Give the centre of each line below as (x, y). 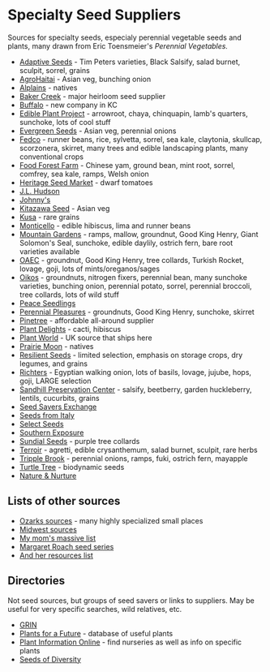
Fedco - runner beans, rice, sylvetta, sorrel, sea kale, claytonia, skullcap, (141, 139)
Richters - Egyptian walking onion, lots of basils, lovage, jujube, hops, (135, 372)
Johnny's (35, 200)
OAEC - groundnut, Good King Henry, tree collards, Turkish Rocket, (131, 260)
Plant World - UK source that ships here (86, 338)
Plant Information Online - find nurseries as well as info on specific (131, 642)
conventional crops (51, 157)
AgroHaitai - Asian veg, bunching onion (85, 79)
